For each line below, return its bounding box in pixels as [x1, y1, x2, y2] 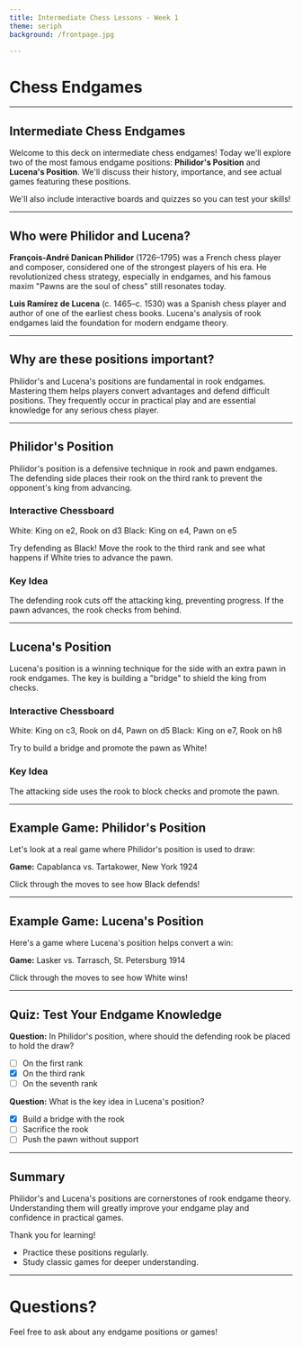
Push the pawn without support [22, 1134, 139, 1145]
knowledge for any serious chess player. [9, 405, 159, 415]
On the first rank [22, 1058, 84, 1069]
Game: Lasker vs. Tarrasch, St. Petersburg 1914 [9, 955, 186, 966]
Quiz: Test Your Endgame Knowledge [9, 1006, 222, 1023]
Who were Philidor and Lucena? [9, 228, 191, 243]
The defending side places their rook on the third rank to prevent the [9, 472, 263, 483]
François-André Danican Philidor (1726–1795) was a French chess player [9, 251, 281, 262]
